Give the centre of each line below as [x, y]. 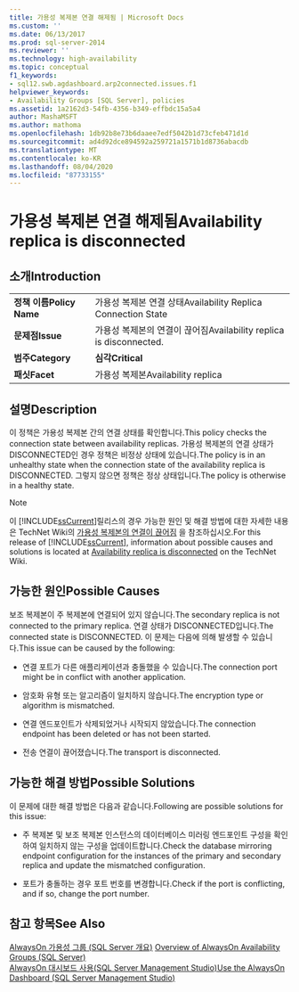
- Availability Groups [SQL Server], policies [97, 100]
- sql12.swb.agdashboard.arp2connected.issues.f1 [103, 84]
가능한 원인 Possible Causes [85, 591]
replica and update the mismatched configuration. [114, 865]
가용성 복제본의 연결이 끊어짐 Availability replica [190, 331]
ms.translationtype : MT [53, 150]
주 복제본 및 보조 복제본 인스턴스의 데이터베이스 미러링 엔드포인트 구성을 [147, 834]
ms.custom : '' [36, 26]
